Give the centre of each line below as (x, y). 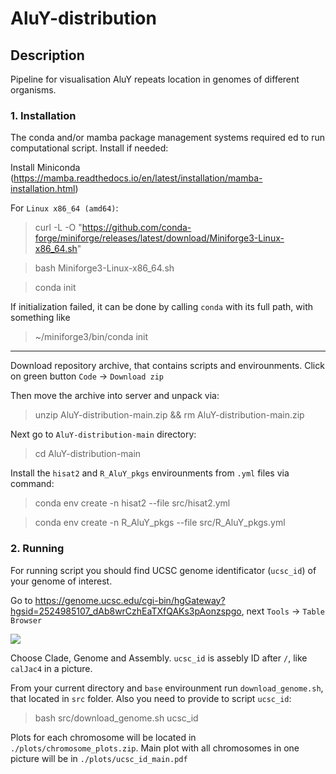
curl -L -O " (58, 228)
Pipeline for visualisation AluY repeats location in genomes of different (155, 79)
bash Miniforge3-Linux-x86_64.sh (104, 268)
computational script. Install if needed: (89, 148)
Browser (26, 620)
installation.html (43, 189)
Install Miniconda (45, 168)
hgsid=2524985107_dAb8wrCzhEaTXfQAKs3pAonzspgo (126, 611)
